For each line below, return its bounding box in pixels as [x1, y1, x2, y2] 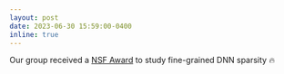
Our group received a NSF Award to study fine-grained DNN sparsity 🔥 [9, 55, 276, 66]
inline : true [9, 30, 59, 39]
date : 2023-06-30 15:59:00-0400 [9, 22, 132, 31]
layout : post [9, 13, 59, 23]
